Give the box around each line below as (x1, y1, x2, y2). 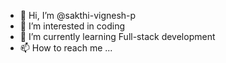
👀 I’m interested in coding (19, 20, 126, 32)
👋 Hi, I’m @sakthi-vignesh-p (19, 10, 137, 21)
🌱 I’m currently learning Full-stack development (19, 31, 216, 42)
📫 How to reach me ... (19, 42, 113, 54)
